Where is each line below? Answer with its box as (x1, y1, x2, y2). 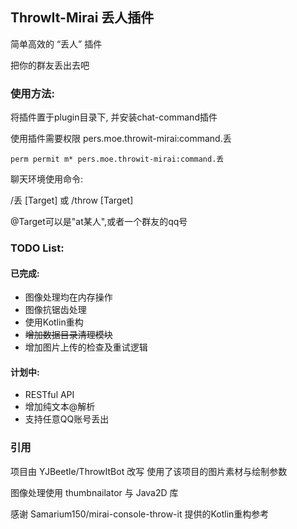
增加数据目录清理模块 (24, 329, 113, 341)
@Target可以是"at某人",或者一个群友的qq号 (10, 216, 188, 228)
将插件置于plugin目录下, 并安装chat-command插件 (10, 111, 218, 123)
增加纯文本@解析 (24, 401, 96, 413)
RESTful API (24, 389, 75, 401)
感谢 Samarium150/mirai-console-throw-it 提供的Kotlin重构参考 (10, 508, 270, 520)
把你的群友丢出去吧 (10, 59, 90, 71)
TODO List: (10, 241, 65, 255)
